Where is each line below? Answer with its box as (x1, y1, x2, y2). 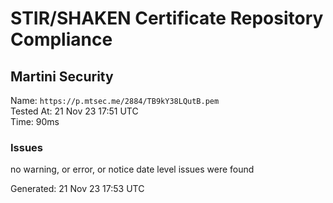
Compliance (10, 28, 113, 51)
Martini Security (10, 68, 114, 85)
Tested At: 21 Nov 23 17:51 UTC (10, 105, 139, 117)
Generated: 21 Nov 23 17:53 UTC (10, 183, 145, 195)
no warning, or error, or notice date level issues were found (10, 163, 255, 176)
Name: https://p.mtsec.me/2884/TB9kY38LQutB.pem (10, 95, 220, 106)
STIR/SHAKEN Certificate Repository (10, 7, 324, 30)
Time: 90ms (10, 116, 60, 127)
